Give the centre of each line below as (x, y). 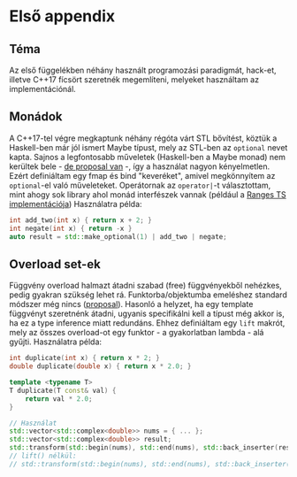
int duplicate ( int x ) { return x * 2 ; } (85, 358)
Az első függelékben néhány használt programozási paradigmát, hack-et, (143, 70)
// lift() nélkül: (43, 456)
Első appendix (62, 16)
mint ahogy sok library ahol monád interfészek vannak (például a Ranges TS (148, 194)
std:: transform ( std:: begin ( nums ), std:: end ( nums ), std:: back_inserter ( (144, 448)
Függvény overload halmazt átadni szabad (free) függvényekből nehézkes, (146, 286)
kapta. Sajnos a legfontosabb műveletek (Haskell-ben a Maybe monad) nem (147, 157)
